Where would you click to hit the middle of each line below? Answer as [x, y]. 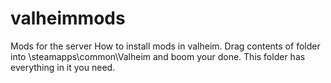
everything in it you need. [63, 67]
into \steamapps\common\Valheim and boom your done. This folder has [158, 56]
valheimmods [68, 18]
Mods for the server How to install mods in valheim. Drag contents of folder [165, 46]
